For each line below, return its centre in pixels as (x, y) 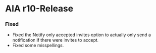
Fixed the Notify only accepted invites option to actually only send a (81, 35)
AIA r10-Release (39, 9)
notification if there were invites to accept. (55, 40)
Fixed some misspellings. (38, 46)
